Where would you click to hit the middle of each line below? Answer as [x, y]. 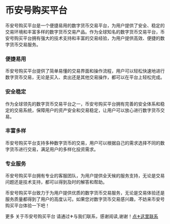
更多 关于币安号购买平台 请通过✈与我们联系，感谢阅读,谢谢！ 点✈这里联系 [82, 216]
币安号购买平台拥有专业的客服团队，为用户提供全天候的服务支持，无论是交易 [85, 176]
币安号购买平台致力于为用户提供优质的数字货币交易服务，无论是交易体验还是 [85, 193]
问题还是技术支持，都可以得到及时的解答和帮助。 [56, 182]
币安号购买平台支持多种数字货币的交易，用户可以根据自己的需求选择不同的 [83, 143]
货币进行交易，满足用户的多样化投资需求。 [54, 149]
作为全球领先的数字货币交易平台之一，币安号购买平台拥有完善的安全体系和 [83, 104]
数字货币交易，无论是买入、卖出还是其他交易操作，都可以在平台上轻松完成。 [85, 77]
